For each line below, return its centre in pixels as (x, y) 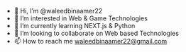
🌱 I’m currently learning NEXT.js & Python (75, 26)
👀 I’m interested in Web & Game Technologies (81, 18)
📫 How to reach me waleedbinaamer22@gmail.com (91, 41)
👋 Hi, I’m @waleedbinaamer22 (58, 11)
